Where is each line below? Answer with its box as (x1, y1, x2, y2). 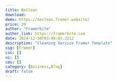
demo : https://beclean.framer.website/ (5, 17, 90, 22)
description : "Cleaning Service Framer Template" (5, 41, 113, 46)
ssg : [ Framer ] (5, 45, 36, 50)
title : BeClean (5, 7, 38, 13)
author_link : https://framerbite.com (5, 31, 85, 36)
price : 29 (5, 21, 26, 27)
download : (5, 12, 26, 17)
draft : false (5, 69, 33, 74)
